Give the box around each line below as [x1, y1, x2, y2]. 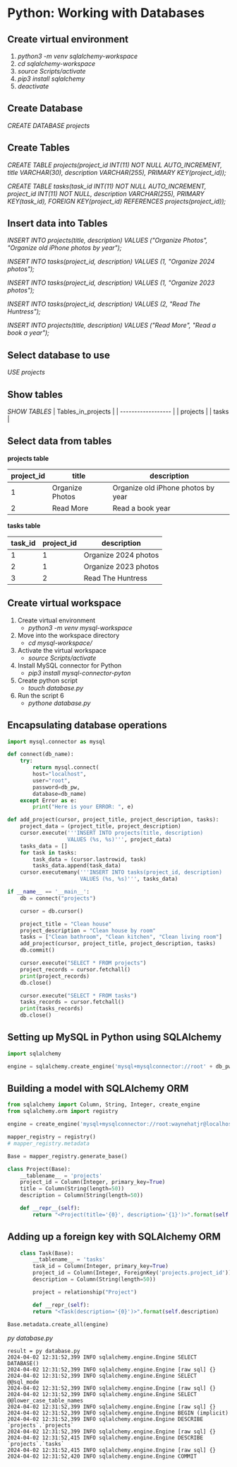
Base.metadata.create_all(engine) [7, 1321, 109, 1328]
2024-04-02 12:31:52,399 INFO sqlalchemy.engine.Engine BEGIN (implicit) [7, 1410, 229, 1417]
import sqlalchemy [7, 1050, 61, 1057]
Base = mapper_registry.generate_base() [7, 1153, 128, 1160]
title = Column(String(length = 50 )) [20, 1185, 125, 1192]
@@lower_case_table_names [7, 1397, 83, 1405]
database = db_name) [32, 790, 87, 797]
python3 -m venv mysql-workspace [28, 623, 133, 632]
